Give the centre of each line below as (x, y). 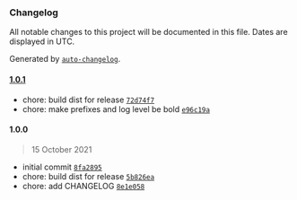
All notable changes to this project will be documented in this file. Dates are (149, 32)
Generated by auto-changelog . (65, 59)
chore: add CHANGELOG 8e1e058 (83, 186)
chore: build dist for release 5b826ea (88, 176)
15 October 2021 (61, 149)
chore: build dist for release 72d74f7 (88, 100)
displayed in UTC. (42, 41)
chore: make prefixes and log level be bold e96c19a (116, 109)
